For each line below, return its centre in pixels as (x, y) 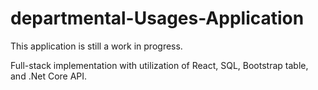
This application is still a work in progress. (96, 46)
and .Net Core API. (49, 76)
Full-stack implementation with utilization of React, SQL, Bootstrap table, (159, 65)
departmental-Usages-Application (157, 18)
